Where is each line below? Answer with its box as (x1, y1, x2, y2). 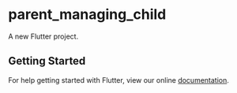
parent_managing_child (8, 6, 167, 24)
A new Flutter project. (8, 32, 79, 41)
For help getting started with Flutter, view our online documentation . (8, 75, 229, 84)
